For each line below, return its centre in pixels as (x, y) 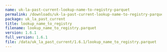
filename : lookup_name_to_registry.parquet (51, 28)
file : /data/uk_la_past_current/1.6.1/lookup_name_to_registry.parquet (81, 42)
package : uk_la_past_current (35, 19)
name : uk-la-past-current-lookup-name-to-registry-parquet (68, 10)
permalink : (16, 14)
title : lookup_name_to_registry (39, 24)
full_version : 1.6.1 (27, 38)
